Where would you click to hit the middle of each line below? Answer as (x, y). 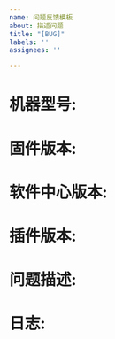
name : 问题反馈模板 (41, 17)
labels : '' (29, 42)
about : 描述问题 (36, 26)
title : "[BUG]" (37, 34)
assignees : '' (35, 50)
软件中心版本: (58, 192)
